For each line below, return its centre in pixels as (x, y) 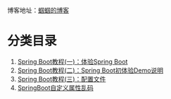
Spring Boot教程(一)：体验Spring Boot (72, 61)
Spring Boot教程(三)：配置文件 (62, 79)
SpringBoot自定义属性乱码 (55, 87)
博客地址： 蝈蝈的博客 (38, 10)
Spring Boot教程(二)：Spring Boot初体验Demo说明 (90, 70)
